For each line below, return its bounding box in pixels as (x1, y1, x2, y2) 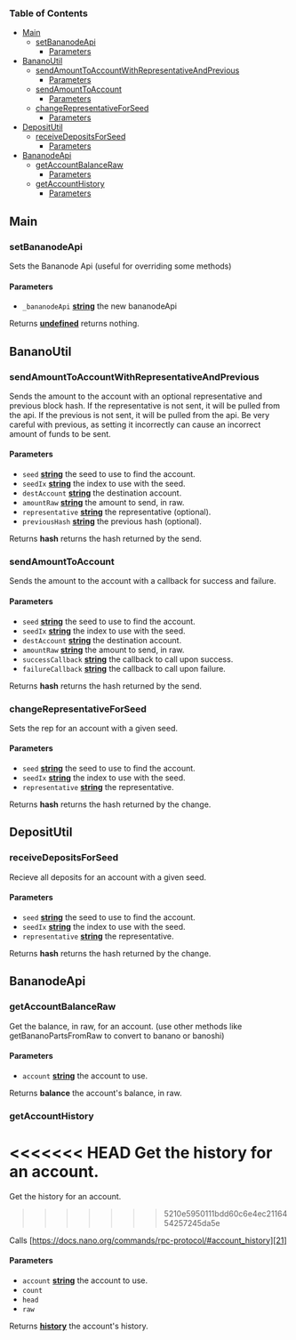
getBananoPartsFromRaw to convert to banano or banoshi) (9, 1030, 225, 1041)
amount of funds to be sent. (9, 428, 111, 439)
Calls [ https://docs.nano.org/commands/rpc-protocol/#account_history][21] (9, 1235, 287, 1246)
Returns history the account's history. (9, 1320, 148, 1331)
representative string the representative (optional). (21, 506, 212, 518)
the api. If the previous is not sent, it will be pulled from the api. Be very (9, 409, 270, 420)
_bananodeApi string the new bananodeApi (21, 301, 178, 311)
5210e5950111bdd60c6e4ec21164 (164, 1208, 288, 1219)
